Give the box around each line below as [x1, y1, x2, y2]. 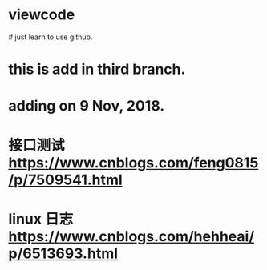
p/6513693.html [8, 244, 119, 262]
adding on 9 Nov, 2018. [8, 97, 165, 115]
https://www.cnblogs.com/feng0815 [8, 154, 259, 171]
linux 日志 [8, 210, 74, 228]
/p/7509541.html [8, 171, 123, 189]
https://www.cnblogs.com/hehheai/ [8, 227, 255, 245]
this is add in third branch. [8, 60, 186, 79]
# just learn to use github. [8, 32, 93, 42]
